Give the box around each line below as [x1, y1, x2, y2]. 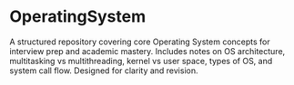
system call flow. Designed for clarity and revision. [9, 65, 198, 76]
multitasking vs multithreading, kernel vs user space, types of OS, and [9, 55, 273, 66]
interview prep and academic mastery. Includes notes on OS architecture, [9, 45, 286, 56]
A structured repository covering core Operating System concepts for [9, 36, 270, 47]
